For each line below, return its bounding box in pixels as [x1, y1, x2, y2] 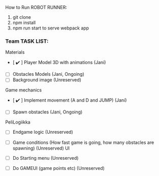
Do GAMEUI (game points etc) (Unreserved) [12, 165, 105, 171]
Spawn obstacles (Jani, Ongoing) [12, 109, 83, 115]
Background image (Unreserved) [12, 77, 81, 83]
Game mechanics [5, 87, 42, 93]
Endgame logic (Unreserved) [12, 129, 74, 135]
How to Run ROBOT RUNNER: [5, 5, 68, 10]
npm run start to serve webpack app [12, 25, 89, 31]
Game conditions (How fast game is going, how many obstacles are [12, 139, 154, 145]
